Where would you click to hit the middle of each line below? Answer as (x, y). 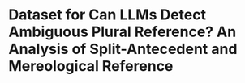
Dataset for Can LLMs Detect (107, 15)
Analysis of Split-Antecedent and (123, 49)
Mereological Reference (91, 66)
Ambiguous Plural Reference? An (122, 32)
